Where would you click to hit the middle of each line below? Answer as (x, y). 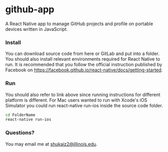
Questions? (20, 133)
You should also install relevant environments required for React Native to (83, 59)
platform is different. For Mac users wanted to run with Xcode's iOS (76, 100)
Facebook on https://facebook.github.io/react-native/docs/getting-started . (84, 70)
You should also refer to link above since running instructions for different (83, 94)
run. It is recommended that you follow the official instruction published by (84, 65)
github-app (30, 9)
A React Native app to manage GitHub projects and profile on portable (79, 24)
